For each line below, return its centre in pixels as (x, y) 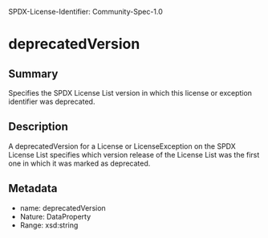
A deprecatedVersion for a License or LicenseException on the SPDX (122, 146)
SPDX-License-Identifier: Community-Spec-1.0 (85, 12)
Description (38, 127)
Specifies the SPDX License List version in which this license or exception (130, 93)
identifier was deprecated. (52, 101)
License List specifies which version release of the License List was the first (134, 154)
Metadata (33, 189)
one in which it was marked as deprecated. (79, 163)
